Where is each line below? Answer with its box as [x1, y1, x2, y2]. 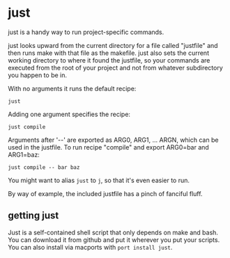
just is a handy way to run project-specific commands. [8, 28, 164, 36]
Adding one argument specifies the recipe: [8, 110, 131, 118]
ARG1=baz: [8, 150, 40, 159]
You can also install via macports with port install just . [8, 243, 173, 251]
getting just [8, 210, 59, 222]
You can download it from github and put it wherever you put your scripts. [8, 235, 220, 244]
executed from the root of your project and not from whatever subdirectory [8, 63, 224, 72]
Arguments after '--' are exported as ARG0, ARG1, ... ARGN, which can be [8, 136, 219, 144]
